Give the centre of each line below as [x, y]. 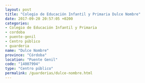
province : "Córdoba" [26, 55]
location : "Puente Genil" [31, 60]
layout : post [18, 10]
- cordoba [15, 32]
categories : [17, 23]
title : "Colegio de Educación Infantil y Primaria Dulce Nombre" [73, 14]
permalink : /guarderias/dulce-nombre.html [49, 73]
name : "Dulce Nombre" [27, 50]
